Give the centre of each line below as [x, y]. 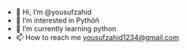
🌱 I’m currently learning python [66, 29]
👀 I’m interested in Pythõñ [58, 20]
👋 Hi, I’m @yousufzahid [54, 12]
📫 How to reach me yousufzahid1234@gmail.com [97, 37]
